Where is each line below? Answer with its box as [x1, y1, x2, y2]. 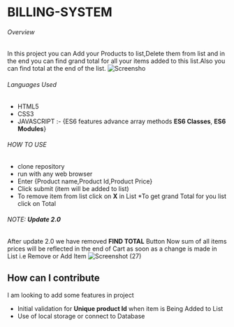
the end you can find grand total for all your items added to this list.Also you [7, 57, 226, 65]
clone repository [17, 162, 65, 170]
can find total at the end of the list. [7, 64, 106, 73]
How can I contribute [7, 272, 100, 284]
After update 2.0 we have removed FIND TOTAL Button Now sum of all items [7, 237, 227, 245]
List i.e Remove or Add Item [7, 252, 87, 260]
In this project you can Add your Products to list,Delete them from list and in [7, 50, 226, 58]
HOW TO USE [7, 141, 47, 149]
